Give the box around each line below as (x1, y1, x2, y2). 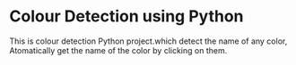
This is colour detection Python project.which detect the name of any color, (9, 36, 288, 46)
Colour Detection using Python (9, 6, 244, 27)
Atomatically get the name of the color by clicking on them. (9, 45, 228, 55)
